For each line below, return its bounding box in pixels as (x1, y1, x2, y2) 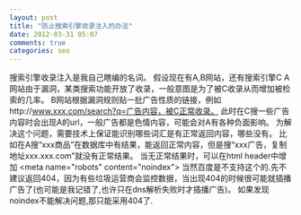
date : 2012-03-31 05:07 (9, 30, 99, 39)
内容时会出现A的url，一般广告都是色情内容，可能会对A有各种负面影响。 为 (9, 117, 285, 128)
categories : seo (9, 47, 70, 56)
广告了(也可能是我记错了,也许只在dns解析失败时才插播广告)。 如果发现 (9, 185, 270, 195)
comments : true (9, 38, 66, 47)
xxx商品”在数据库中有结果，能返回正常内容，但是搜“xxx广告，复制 (41, 140, 288, 150)
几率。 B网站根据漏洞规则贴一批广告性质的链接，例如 (24, 95, 222, 106)
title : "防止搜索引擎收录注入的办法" (9, 21, 133, 30)
